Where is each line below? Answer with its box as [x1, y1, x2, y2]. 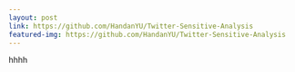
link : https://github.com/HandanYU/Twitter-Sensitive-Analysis [8, 22, 254, 31]
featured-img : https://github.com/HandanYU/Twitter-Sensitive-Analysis [8, 30, 286, 39]
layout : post [8, 13, 58, 22]
